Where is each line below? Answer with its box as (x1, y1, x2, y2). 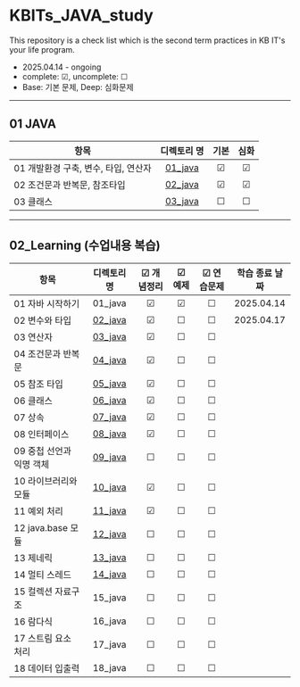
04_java (92, 353, 127, 366)
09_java (92, 451, 127, 463)
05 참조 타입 (13, 377, 64, 390)
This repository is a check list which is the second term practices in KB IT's (9, 35, 286, 46)
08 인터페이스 (13, 427, 70, 440)
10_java (92, 481, 127, 493)
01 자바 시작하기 (13, 297, 80, 310)
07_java (92, 410, 127, 423)
